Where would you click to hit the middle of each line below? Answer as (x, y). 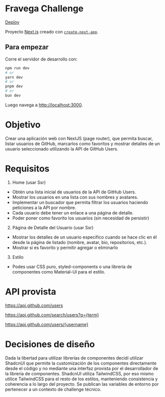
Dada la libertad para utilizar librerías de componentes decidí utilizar (74, 358)
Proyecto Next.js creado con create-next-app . (52, 31)
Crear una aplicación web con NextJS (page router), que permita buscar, (79, 138)
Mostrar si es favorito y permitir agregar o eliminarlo (65, 247)
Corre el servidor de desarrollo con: (41, 59)
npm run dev (17, 68)
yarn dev (14, 77)
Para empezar (27, 47)
